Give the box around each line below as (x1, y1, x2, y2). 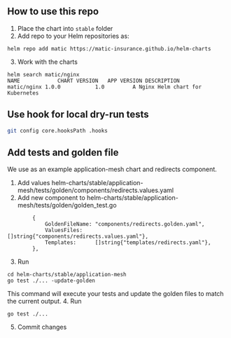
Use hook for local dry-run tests (7, 109, 149, 121)
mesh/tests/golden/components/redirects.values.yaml (17, 186, 174, 195)
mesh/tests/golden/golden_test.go (17, 201, 117, 210)
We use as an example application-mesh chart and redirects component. (7, 165, 217, 174)
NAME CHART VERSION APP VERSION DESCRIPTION (7, 77, 180, 84)
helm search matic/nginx (7, 71, 80, 78)
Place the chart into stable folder (17, 24, 113, 32)
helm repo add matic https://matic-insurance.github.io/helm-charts (7, 45, 211, 52)
